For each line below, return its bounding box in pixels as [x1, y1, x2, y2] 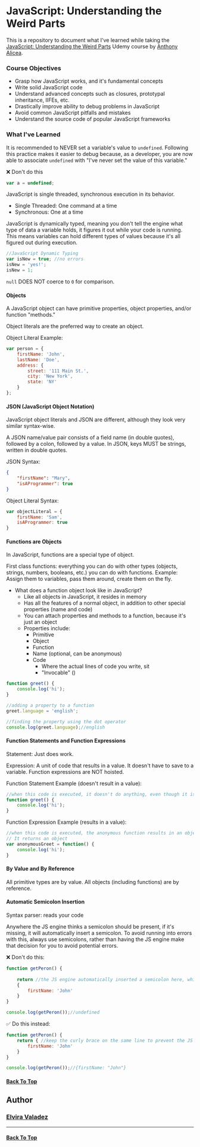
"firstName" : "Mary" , [17, 475, 70, 482]
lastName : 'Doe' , [17, 357, 60, 362]
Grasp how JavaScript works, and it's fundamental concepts [14, 77, 164, 85]
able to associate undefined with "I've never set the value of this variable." [6, 157, 187, 164]
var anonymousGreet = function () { [6, 841, 95, 847]
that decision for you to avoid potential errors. [6, 942, 118, 949]
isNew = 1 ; [6, 267, 33, 273]
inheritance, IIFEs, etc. [14, 96, 70, 104]
